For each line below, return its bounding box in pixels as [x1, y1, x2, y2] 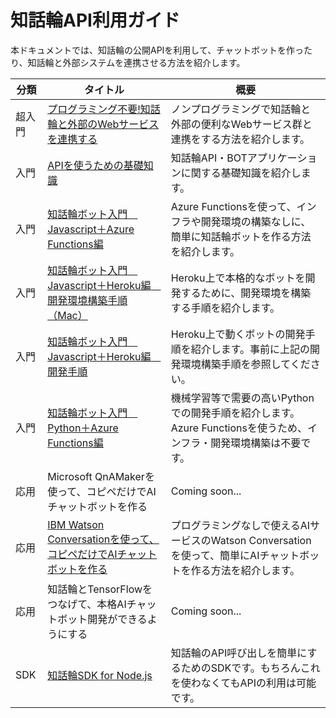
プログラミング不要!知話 [47, 102, 161, 116]
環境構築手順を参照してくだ [180, 357, 311, 371]
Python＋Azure [47, 421, 119, 435]
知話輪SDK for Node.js [47, 668, 153, 682]
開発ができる [87, 612, 148, 626]
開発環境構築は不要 [210, 436, 302, 450]
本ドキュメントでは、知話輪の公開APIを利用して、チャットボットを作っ [10, 44, 305, 56]
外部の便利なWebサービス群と [170, 117, 313, 131]
